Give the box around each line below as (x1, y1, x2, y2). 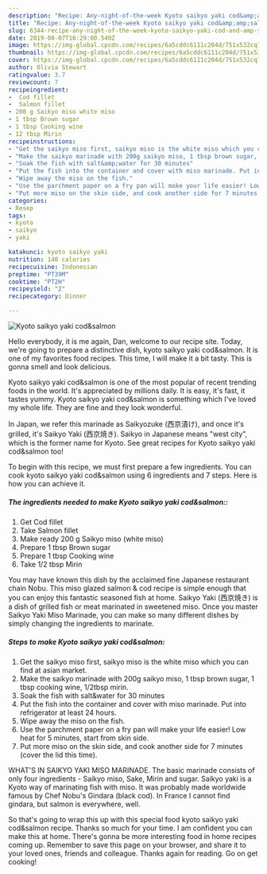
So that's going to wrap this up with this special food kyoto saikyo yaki (8, 814, 238, 824)
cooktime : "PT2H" (8, 278, 66, 286)
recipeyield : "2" (8, 285, 66, 293)
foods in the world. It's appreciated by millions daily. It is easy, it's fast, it (8, 386, 246, 395)
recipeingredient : (8, 85, 69, 94)
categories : (8, 197, 48, 205)
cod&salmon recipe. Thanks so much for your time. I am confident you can (8, 823, 253, 833)
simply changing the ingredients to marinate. (8, 618, 155, 628)
